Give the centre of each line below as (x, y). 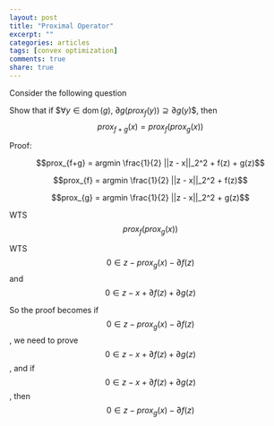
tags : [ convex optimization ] (64, 51)
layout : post (34, 17)
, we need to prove (44, 340)
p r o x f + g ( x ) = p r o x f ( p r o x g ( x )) (150, 128)
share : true (31, 68)
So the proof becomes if (54, 311)
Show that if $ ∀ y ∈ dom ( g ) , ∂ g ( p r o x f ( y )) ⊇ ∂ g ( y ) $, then (113, 111)
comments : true (38, 59)
